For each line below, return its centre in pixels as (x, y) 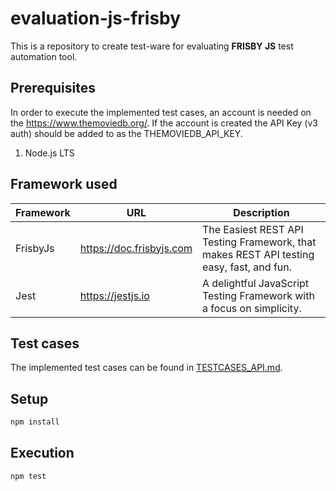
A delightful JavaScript (255, 283)
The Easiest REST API (252, 229)
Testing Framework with (258, 295)
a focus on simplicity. (251, 308)
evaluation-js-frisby (96, 18)
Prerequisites (53, 88)
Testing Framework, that (259, 242)
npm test (28, 476)
